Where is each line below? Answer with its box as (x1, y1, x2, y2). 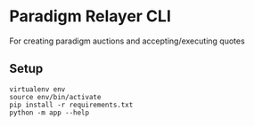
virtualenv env (9, 84, 66, 94)
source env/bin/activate (9, 92, 102, 101)
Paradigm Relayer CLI (9, 6, 171, 27)
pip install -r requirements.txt (9, 100, 134, 109)
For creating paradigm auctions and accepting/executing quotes (9, 35, 245, 46)
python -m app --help (9, 108, 90, 117)
